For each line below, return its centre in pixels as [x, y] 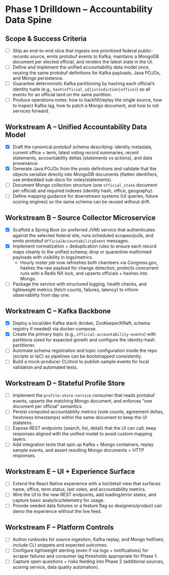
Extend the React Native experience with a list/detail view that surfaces [87, 484]
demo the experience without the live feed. [57, 511]
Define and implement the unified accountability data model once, [81, 67]
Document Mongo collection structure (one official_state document [85, 185]
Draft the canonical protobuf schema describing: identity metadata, [82, 147]
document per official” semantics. [48, 407]
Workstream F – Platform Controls [60, 527]
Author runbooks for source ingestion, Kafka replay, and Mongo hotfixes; [88, 539]
